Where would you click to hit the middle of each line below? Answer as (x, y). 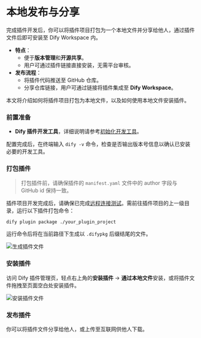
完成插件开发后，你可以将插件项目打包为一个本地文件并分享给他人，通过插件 (100, 30)
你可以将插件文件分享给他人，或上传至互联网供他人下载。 (77, 329)
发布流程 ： (28, 72)
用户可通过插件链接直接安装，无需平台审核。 (79, 65)
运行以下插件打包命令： (45, 211)
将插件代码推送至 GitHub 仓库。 (63, 80)
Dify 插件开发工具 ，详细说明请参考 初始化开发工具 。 (78, 132)
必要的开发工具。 (27, 152)
